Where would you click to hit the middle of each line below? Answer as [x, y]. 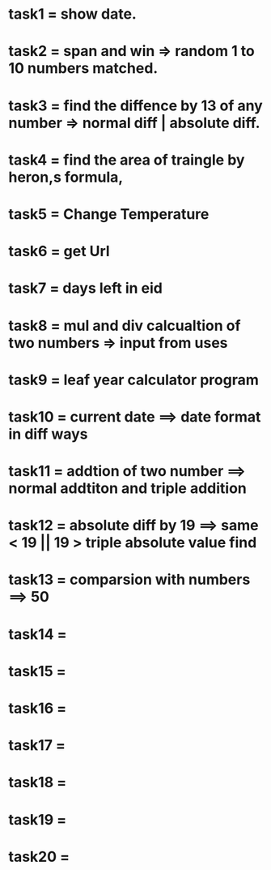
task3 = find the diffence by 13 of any [135, 105]
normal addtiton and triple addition [127, 489]
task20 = [39, 857]
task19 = [38, 819]
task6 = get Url [59, 251]
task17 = [37, 746]
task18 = [38, 782]
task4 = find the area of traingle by [127, 160]
